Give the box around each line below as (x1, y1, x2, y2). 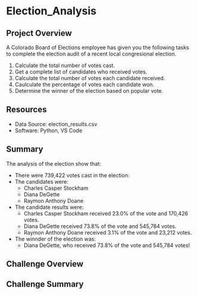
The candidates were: (14, 178, 69, 185)
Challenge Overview (6, 259, 83, 269)
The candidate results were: (14, 203, 84, 211)
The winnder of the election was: (14, 235, 97, 242)
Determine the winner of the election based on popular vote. (14, 87, 163, 94)
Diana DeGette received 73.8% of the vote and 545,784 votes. (23, 223, 177, 230)
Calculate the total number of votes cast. (14, 62, 115, 69)
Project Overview (6, 28, 72, 38)
